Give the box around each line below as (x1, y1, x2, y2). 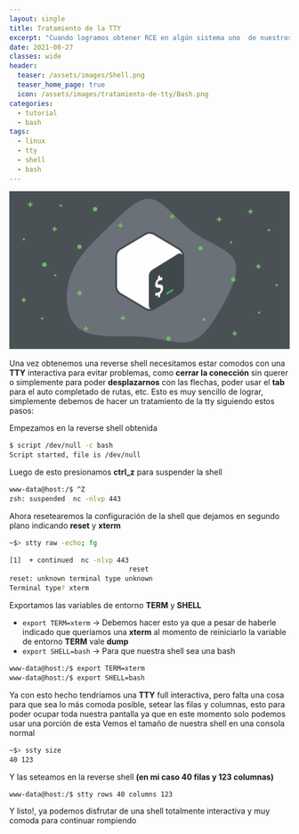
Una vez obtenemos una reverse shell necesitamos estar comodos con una (9, 358, 286, 369)
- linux (17, 136, 46, 146)
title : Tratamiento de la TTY (9, 23, 122, 33)
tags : (9, 128, 29, 136)
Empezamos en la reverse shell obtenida (9, 423, 158, 434)
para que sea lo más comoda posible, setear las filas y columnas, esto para (9, 698, 286, 709)
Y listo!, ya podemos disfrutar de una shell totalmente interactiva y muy (9, 805, 271, 816)
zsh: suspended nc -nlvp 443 (9, 494, 122, 503)
